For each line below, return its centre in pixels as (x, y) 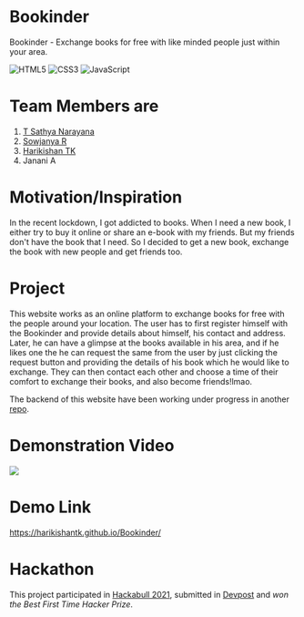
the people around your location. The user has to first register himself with (149, 323)
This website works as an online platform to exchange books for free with (147, 314)
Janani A (39, 160)
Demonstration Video (92, 445)
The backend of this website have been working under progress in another (149, 399)
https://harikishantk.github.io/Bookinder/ (86, 532)
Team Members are (84, 106)
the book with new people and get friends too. (96, 252)
